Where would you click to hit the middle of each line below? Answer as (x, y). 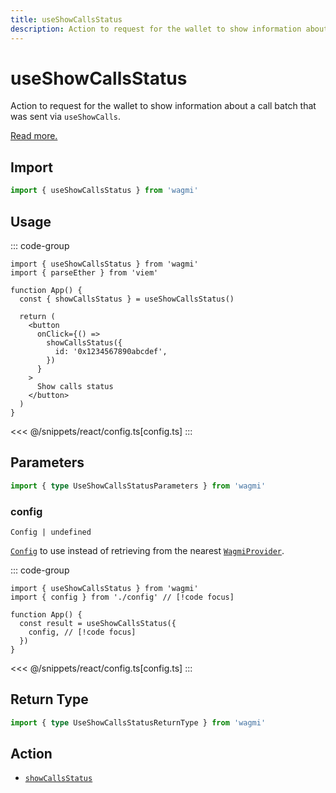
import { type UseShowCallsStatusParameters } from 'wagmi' (138, 486)
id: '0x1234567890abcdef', (111, 351)
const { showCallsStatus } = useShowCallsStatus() (127, 299)
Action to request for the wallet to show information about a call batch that (163, 106)
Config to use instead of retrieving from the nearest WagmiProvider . (147, 550)
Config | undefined (51, 532)
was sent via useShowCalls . (65, 117)
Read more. (34, 136)
